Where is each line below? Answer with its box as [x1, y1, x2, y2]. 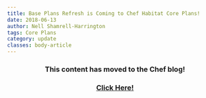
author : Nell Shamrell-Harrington [7, 23, 106, 29]
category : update [7, 36, 57, 42]
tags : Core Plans [7, 29, 57, 36]
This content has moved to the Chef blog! [44, 64, 185, 74]
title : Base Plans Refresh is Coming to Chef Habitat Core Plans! [7, 10, 201, 17]
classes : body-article [7, 42, 72, 49]
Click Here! [96, 83, 134, 93]
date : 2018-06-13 [7, 16, 57, 23]
